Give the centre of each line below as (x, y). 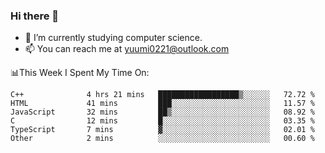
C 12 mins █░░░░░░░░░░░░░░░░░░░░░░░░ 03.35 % (162, 121)
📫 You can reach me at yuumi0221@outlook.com (127, 49)
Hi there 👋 (35, 16)
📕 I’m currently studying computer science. (113, 38)
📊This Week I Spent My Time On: (80, 73)
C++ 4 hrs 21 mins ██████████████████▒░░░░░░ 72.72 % (162, 95)
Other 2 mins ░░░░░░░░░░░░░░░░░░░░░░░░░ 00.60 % (162, 139)
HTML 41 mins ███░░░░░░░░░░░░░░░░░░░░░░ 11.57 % (162, 104)
